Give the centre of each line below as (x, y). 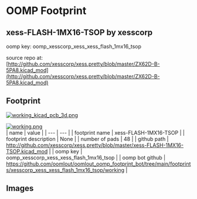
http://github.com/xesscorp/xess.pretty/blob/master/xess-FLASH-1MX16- (95, 145)
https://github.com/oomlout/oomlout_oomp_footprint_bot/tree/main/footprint (98, 164)
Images (20, 188)
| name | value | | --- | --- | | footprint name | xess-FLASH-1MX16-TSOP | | (95, 132)
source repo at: (24, 58)
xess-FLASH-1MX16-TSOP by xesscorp (79, 32)
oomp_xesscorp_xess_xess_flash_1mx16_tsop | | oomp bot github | (86, 157)
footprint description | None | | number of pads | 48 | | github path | (87, 139)
